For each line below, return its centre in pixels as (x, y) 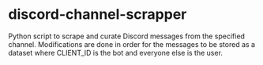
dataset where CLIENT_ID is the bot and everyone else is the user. (116, 52)
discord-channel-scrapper (98, 14)
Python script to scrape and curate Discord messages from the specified (126, 36)
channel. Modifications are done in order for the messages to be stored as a (131, 44)
